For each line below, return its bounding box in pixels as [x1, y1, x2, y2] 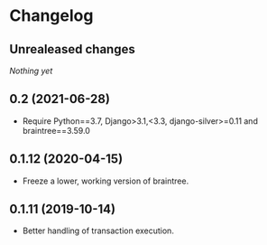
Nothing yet [9, 65, 53, 76]
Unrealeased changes [9, 42, 135, 57]
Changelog [9, 5, 94, 26]
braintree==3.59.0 [22, 125, 90, 136]
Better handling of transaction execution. [22, 225, 174, 236]
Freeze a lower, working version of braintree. [22, 175, 189, 186]
